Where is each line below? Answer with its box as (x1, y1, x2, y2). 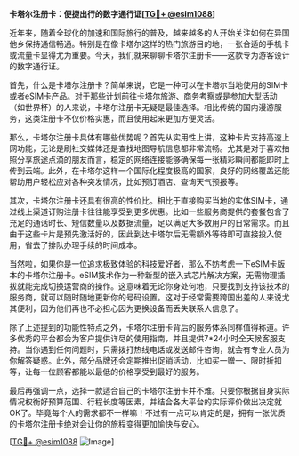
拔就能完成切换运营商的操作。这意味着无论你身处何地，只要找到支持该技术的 (9, 281, 290, 292)
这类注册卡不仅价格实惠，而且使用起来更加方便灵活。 (24, 113, 220, 124)
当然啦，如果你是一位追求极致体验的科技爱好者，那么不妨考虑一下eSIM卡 (9, 259, 278, 269)
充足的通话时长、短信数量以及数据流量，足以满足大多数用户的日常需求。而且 (9, 218, 290, 228)
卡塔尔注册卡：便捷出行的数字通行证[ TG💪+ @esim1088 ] (9, 9, 216, 19)
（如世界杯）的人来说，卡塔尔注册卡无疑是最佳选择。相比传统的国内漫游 (9, 102, 274, 112)
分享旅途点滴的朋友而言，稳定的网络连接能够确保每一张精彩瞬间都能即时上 (16, 155, 290, 164)
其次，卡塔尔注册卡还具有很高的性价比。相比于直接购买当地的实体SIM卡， (9, 196, 281, 205)
